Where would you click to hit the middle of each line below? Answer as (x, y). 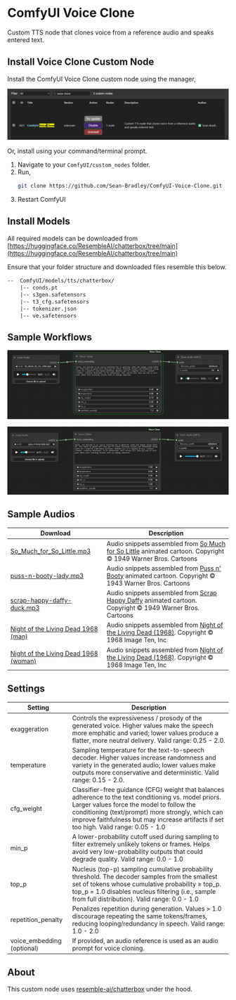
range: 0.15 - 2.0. (98, 780)
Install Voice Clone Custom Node (81, 62)
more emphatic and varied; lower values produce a (145, 733)
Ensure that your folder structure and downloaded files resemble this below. (117, 267)
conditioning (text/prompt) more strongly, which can (147, 812)
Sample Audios (41, 514)
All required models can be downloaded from (73, 238)
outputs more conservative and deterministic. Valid (145, 772)
